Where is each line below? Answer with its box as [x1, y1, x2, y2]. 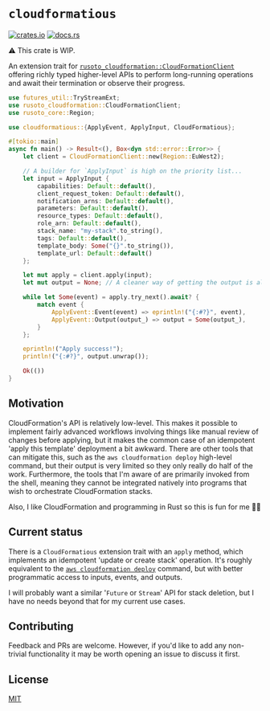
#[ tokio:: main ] [8, 137, 59, 146]
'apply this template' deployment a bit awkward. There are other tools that [8, 443, 253, 453]
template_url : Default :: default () [37, 249, 153, 257]
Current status [8, 525, 83, 539]
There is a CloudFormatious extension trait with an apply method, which [8, 546, 243, 556]
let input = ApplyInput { [22, 174, 110, 182]
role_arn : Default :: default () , [37, 219, 142, 227]
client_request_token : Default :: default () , [37, 190, 185, 198]
